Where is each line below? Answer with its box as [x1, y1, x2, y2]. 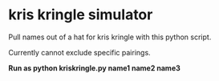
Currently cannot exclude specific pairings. [8, 47, 151, 57]
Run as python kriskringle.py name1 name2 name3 [8, 63, 180, 73]
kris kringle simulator [8, 6, 153, 24]
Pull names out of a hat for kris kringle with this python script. [8, 32, 212, 42]
